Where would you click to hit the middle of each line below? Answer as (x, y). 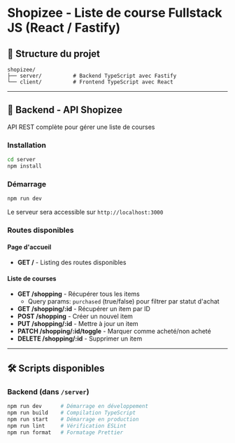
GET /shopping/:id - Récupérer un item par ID (84, 309)
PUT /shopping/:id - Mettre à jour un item (78, 324)
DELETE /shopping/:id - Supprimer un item (80, 339)
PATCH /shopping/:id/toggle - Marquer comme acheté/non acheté (114, 332)
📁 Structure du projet (54, 54)
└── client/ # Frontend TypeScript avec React (90, 82)
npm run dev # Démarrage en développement (78, 407)
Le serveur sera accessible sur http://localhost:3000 (85, 212)
